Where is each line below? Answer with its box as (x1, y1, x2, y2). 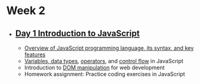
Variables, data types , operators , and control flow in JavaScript (24, 58, 183, 64)
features (24, 51, 46, 58)
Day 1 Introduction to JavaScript (15, 28, 140, 39)
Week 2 (6, 4, 46, 18)
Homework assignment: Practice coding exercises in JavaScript (24, 71, 185, 77)
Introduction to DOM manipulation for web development (24, 64, 165, 71)
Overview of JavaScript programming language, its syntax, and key (24, 44, 194, 52)
